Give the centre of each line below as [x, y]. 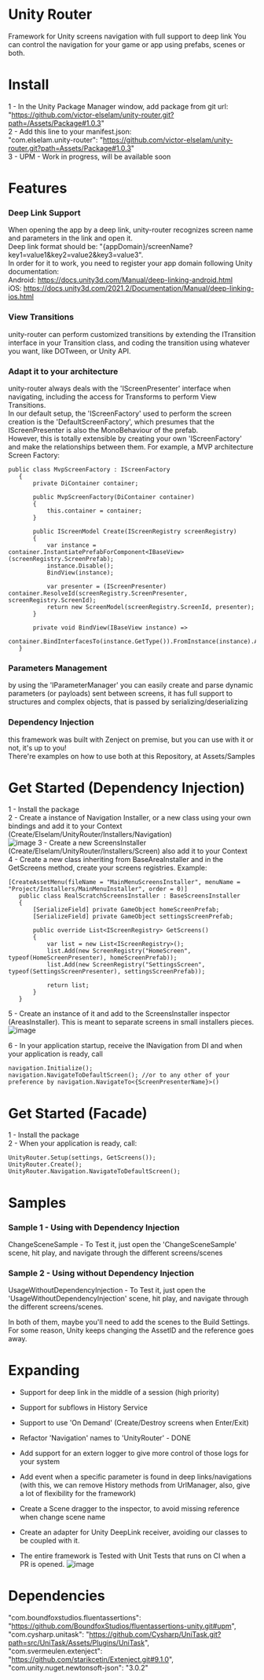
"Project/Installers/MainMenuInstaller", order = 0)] [98, 890]
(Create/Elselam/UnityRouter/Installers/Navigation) [90, 834]
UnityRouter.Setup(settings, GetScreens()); [82, 1158]
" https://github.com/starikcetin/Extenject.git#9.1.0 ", [91, 1660]
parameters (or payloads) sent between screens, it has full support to [121, 694]
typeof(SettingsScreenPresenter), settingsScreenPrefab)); [107, 972]
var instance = [71, 545]
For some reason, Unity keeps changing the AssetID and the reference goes [131, 1330]
